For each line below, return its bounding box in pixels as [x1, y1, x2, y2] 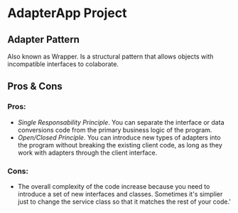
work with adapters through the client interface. [17, 148, 158, 157]
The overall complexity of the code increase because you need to [17, 182, 210, 190]
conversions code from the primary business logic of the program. [17, 125, 212, 134]
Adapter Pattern [7, 33, 80, 46]
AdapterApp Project [7, 5, 127, 21]
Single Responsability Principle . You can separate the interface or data [17, 118, 225, 126]
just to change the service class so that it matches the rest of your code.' [17, 197, 232, 206]
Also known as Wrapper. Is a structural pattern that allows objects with [7, 52, 214, 61]
